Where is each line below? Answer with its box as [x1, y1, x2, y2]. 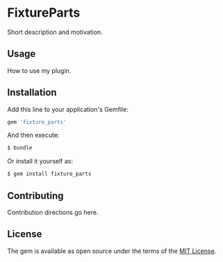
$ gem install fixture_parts [7, 170, 92, 178]
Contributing [7, 190, 64, 202]
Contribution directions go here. [7, 208, 99, 216]
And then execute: [7, 131, 60, 140]
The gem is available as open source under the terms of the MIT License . [7, 247, 217, 255]
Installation [7, 87, 57, 99]
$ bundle [7, 145, 33, 152]
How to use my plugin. [7, 66, 72, 74]
